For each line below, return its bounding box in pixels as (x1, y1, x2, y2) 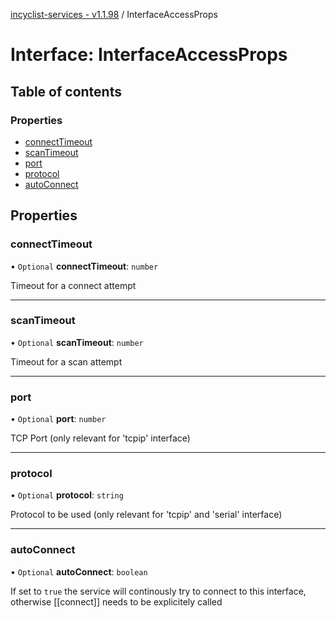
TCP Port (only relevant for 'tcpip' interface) (10, 432, 191, 444)
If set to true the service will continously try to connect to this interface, (10, 585, 307, 597)
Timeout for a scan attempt (10, 355, 123, 368)
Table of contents (10, 83, 122, 100)
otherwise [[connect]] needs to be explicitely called (10, 595, 223, 608)
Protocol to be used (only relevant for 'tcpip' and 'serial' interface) (10, 509, 283, 521)
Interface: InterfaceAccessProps (10, 44, 288, 66)
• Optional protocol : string (10, 489, 124, 501)
